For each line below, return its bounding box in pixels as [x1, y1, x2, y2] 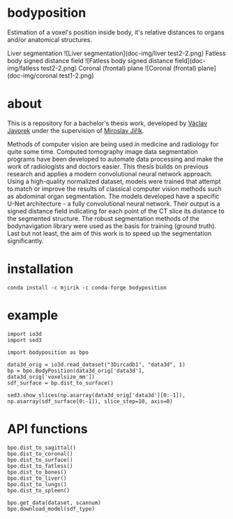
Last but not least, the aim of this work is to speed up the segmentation [7, 229, 211, 237]
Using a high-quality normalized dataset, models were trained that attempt [7, 177, 221, 185]
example [7, 308, 59, 323]
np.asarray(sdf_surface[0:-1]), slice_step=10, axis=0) [7, 397, 173, 405]
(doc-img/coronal [7, 71, 58, 80]
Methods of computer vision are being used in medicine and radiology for [7, 140, 219, 148]
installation [7, 261, 74, 277]
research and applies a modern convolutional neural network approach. [7, 169, 213, 178]
